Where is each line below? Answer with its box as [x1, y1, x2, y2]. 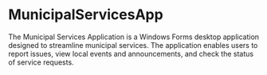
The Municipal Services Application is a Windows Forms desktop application [8, 32, 260, 41]
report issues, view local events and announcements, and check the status [8, 49, 253, 58]
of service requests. [8, 57, 74, 67]
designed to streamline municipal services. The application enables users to [8, 40, 258, 49]
